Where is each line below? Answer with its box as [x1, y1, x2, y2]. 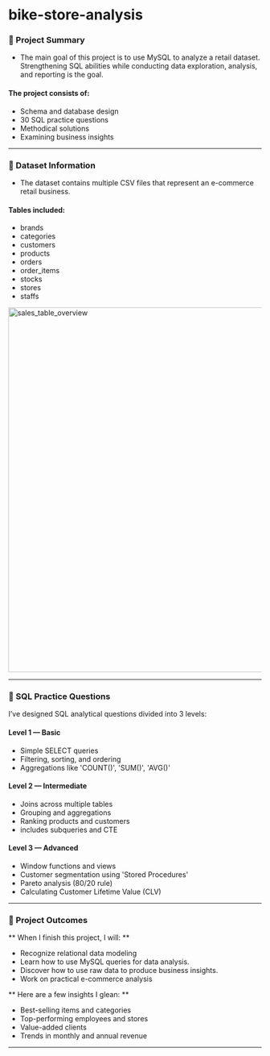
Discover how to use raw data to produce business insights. [19, 966, 219, 975]
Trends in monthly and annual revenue [19, 1031, 147, 1041]
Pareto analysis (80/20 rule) [19, 879, 113, 888]
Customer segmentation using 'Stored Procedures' [19, 870, 189, 879]
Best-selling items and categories [19, 1005, 131, 1015]
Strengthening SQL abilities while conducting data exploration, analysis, [19, 61, 258, 71]
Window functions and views [19, 861, 117, 871]
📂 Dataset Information [8, 160, 96, 171]
